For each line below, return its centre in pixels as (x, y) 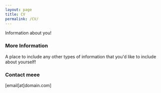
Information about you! (28, 33)
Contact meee (23, 75)
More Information (27, 46)
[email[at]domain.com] (28, 85)
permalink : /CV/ (22, 19)
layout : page (19, 10)
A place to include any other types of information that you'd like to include (81, 56)
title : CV (15, 14)
